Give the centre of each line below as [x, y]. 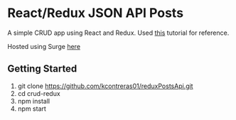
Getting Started [42, 69]
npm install [34, 101]
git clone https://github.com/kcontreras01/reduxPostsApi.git [105, 86]
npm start [32, 109]
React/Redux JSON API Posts [95, 13]
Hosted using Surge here [44, 46]
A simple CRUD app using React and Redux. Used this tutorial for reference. [118, 33]
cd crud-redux [39, 93]
